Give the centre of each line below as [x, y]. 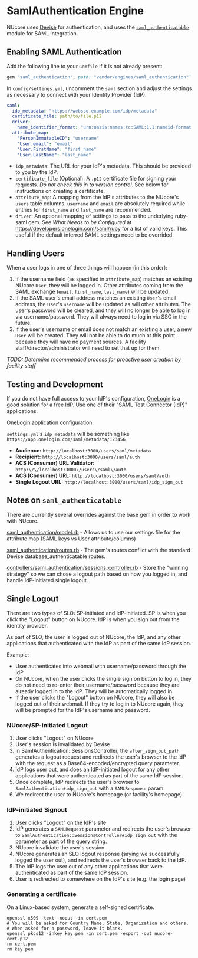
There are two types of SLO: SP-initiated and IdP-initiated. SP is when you [96, 613]
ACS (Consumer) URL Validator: [55, 463]
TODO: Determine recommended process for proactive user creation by [94, 360]
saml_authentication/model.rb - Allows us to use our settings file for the [93, 532]
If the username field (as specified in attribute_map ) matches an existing [103, 279]
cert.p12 [17, 939]
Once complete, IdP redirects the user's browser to [77, 782]
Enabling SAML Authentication [65, 52]
